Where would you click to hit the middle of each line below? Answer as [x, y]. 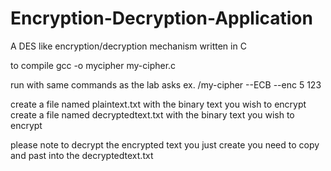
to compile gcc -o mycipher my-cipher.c [93, 65]
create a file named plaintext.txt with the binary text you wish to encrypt [158, 104]
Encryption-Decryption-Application [161, 18]
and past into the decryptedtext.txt [82, 155]
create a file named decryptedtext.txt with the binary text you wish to [152, 114]
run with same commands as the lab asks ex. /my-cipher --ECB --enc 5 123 [166, 84]
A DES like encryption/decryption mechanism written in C [128, 46]
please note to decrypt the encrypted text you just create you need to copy [165, 144]
